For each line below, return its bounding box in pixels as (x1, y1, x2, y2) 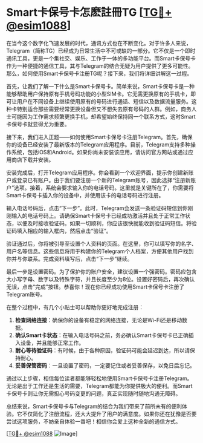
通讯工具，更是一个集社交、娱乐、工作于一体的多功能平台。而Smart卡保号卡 (6, 54, 196, 62)
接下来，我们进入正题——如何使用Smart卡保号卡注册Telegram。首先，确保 (6, 133, 193, 140)
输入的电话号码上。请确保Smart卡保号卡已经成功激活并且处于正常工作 (11, 212, 185, 219)
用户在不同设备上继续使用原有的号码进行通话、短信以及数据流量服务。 (16, 97, 192, 105)
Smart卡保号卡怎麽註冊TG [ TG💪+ (6, 5, 172, 19)
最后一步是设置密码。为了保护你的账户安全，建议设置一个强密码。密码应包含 (6, 267, 197, 275)
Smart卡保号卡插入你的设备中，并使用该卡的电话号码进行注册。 (6, 191, 164, 199)
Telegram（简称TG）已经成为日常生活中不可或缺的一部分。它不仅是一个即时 (6, 47, 196, 54)
